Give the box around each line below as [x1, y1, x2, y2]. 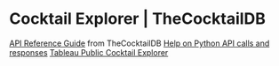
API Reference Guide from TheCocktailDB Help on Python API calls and [9, 38, 270, 48]
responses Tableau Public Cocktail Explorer [9, 47, 169, 57]
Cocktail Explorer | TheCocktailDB [9, 9, 267, 29]
